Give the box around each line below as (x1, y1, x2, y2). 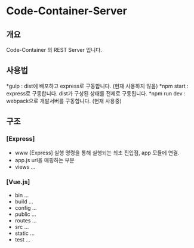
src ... (14, 223, 29, 230)
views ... (14, 163, 36, 170)
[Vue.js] (6, 178, 30, 186)
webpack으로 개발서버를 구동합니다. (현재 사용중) (6, 97, 122, 104)
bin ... (14, 191, 29, 199)
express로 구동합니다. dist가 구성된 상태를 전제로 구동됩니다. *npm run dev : (6, 89, 186, 97)
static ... (14, 230, 35, 237)
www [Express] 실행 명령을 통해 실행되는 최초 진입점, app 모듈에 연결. (14, 149, 180, 156)
